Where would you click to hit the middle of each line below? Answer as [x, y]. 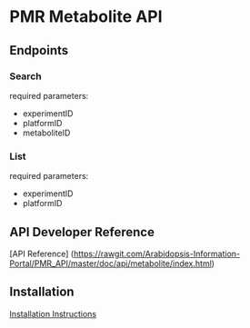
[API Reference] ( [42, 253]
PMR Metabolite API [86, 17]
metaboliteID [46, 133]
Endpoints [39, 50]
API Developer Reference [82, 232]
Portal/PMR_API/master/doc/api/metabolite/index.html [110, 263]
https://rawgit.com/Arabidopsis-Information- [157, 253]
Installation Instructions [53, 313]
